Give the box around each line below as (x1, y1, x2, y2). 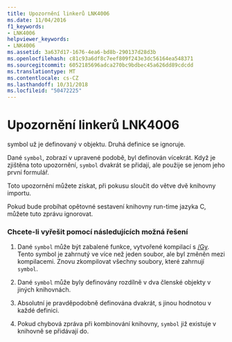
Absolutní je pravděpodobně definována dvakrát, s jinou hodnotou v (17, 299, 211, 307)
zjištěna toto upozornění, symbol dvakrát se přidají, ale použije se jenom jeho (7, 161, 225, 170)
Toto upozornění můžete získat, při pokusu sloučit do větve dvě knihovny (7, 181, 216, 190)
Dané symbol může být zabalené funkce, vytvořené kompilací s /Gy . (17, 243, 210, 251)
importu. (7, 189, 32, 197)
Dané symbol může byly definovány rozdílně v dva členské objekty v (17, 278, 211, 287)
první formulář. (7, 168, 50, 177)
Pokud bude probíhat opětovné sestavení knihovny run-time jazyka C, (7, 202, 206, 211)
